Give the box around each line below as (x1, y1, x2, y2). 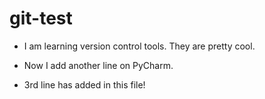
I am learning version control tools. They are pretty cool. (23, 40, 256, 52)
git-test (9, 7, 73, 30)
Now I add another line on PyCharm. (23, 59, 174, 71)
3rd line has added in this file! (23, 78, 146, 91)
